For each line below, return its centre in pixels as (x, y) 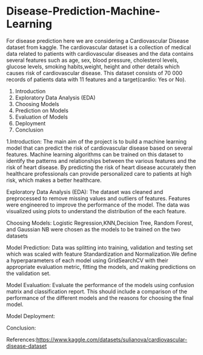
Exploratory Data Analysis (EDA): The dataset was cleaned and (85, 191)
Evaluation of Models (42, 117)
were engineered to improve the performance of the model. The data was (98, 205)
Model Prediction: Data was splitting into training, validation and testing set (99, 247)
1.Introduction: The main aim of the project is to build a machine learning (96, 141)
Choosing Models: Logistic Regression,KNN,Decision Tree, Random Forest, (100, 223)
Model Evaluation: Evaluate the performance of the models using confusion (100, 285)
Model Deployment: (31, 316)
